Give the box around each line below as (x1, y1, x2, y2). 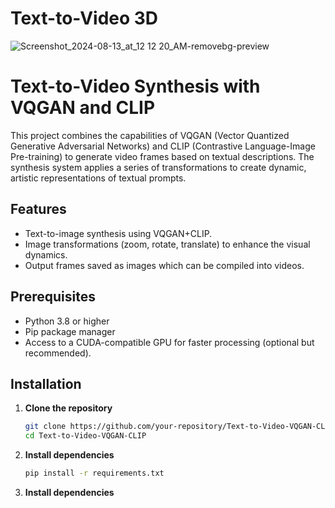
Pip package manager (24, 325, 116, 337)
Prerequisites (10, 288, 96, 306)
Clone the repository (24, 402, 113, 414)
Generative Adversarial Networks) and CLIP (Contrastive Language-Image (10, 140, 316, 152)
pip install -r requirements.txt (24, 468, 165, 479)
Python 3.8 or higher (24, 315, 110, 327)
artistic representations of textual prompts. (10, 172, 187, 184)
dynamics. (24, 248, 68, 261)
